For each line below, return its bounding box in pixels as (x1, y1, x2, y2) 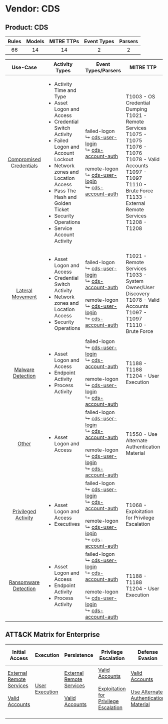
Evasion (138, 655, 158, 662)
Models (26, 38, 44, 45)
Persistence (64, 651, 93, 658)
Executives (54, 521, 80, 527)
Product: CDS (5, 23, 48, 32)
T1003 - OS (125, 93, 155, 100)
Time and (54, 87, 76, 93)
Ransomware (9, 579, 40, 585)
